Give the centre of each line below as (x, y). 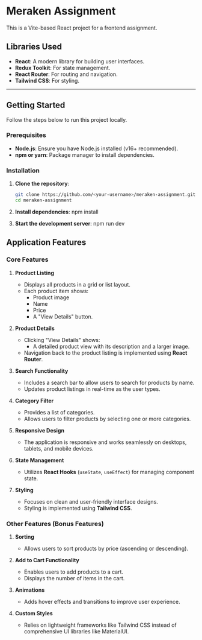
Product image (51, 297)
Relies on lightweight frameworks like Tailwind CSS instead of (100, 625)
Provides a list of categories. (59, 412)
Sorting (25, 537)
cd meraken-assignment (43, 200)
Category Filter (34, 401)
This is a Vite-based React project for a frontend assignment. (82, 28)
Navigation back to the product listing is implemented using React (106, 353)
